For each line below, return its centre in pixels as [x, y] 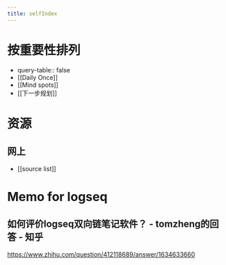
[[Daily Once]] [37, 77]
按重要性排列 [44, 50]
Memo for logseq [57, 196]
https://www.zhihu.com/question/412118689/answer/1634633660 [101, 254]
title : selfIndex [32, 14]
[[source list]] [37, 168]
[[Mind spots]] [38, 85]
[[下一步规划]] [37, 93]
